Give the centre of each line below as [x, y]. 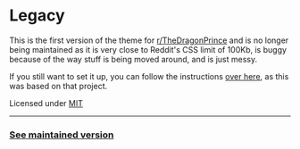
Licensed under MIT [46, 103]
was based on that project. [58, 86]
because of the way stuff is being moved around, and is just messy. [133, 59]
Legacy [37, 16]
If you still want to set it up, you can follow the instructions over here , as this [149, 76]
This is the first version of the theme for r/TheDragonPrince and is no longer [149, 40]
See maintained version [62, 135]
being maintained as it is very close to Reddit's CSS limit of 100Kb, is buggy [148, 49]
